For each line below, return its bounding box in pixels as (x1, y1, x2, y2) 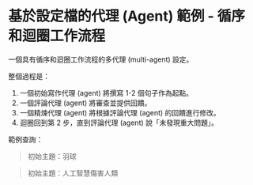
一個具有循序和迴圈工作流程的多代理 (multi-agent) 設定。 (8, 55, 194, 64)
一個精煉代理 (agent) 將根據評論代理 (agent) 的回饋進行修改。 (19, 108, 221, 117)
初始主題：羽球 (27, 151, 77, 160)
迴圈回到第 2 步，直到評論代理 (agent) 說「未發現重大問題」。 (19, 118, 219, 127)
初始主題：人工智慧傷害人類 (27, 168, 119, 178)
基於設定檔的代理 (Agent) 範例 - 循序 (8, 7, 246, 25)
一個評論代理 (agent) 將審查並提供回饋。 (19, 98, 152, 108)
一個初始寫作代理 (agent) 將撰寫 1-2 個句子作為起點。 (19, 88, 194, 97)
